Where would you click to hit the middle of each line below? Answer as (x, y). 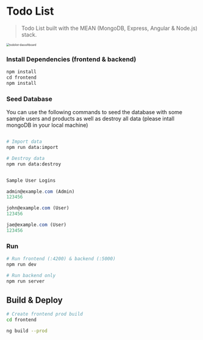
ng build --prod (27, 331)
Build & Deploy (34, 300)
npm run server (26, 281)
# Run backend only (31, 275)
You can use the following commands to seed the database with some (94, 112)
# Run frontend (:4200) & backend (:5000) (61, 259)
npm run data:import (33, 148)
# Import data (24, 142)
